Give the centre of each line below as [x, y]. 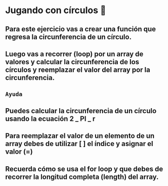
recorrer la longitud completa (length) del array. [82, 177]
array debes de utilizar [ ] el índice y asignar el [79, 144]
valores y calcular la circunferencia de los [72, 62]
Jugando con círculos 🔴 [56, 10]
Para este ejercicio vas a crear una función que [80, 29]
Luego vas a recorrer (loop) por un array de [74, 54]
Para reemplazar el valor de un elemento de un [80, 136]
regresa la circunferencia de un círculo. [68, 37]
